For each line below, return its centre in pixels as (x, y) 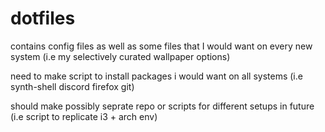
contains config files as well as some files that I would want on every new (161, 46)
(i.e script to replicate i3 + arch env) (84, 116)
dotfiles (43, 18)
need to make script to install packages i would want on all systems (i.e (156, 76)
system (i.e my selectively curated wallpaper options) (120, 56)
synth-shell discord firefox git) (72, 86)
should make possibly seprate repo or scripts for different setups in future (162, 106)
